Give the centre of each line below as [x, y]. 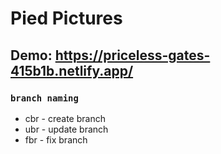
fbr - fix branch [56, 139]
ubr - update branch [66, 129]
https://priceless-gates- [132, 55]
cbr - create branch [65, 118]
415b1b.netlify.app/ [72, 70]
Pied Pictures [66, 18]
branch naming [44, 98]
